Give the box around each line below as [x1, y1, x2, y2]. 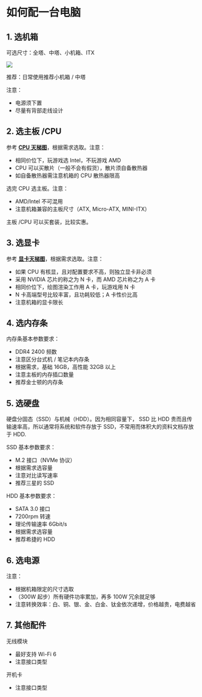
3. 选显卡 [6, 238, 40, 248]
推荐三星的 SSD [15, 479, 55, 487]
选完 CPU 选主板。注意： [6, 184, 69, 192]
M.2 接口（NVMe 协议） [15, 457, 76, 464]
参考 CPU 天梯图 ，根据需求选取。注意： [6, 144, 106, 151]
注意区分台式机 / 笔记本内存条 [15, 356, 90, 363]
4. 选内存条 [6, 318, 48, 329]
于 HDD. [6, 430, 26, 438]
